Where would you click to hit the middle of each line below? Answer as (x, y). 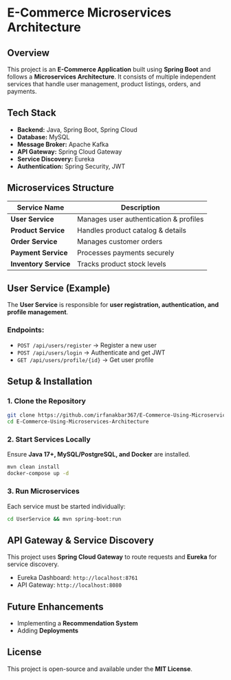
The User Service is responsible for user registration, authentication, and (113, 305)
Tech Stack (32, 113)
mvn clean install (33, 467)
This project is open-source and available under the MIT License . (100, 669)
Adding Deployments (48, 631)
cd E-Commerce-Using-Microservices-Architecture (78, 422)
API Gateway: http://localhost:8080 (69, 585)
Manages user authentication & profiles (140, 219)
